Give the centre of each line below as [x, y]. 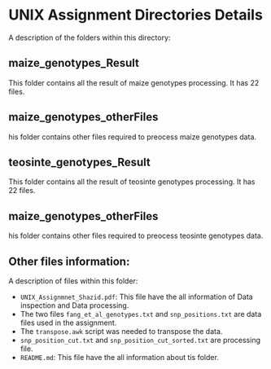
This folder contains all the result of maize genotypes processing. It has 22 [134, 82]
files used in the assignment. [68, 323]
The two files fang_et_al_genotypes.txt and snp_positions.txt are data [141, 314]
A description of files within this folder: [73, 281]
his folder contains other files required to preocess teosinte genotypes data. [136, 236]
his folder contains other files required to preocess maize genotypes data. [133, 137]
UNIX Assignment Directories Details [135, 15]
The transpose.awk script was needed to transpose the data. [121, 331]
